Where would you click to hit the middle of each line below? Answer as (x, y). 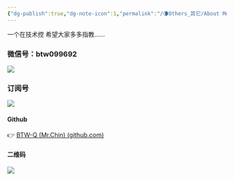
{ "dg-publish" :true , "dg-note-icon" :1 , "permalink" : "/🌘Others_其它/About (114, 14)
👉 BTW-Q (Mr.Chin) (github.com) (56, 135)
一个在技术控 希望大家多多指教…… (56, 34)
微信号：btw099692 (42, 54)
